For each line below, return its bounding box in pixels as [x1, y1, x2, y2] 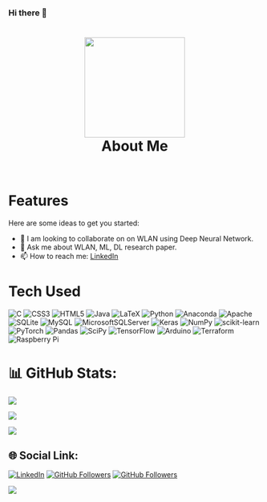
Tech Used [8, 282, 82, 300]
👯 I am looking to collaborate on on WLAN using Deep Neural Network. [19, 233, 254, 243]
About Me [101, 137, 168, 156]
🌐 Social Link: [8, 449, 79, 463]
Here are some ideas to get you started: [8, 218, 140, 228]
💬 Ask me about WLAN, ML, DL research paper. [19, 242, 177, 252]
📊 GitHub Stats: [8, 364, 118, 382]
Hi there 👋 [8, 7, 48, 18]
